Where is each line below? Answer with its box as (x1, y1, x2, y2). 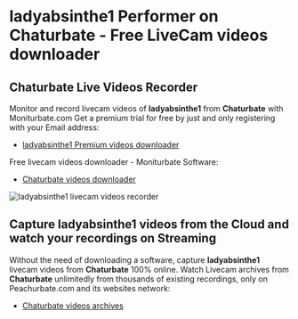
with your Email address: (9, 122, 100, 133)
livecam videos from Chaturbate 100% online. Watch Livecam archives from (9, 264, 289, 274)
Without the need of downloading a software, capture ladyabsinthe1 (9, 254, 261, 265)
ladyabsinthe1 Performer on (9, 6, 219, 27)
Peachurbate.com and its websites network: (9, 282, 171, 293)
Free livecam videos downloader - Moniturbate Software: (9, 157, 219, 167)
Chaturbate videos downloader (21, 174, 136, 184)
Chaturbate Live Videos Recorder (9, 79, 198, 94)
